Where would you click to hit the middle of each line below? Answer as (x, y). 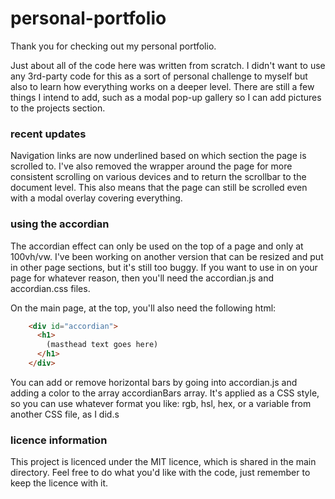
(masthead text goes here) (102, 345)
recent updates (48, 134)
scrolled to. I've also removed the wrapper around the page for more (151, 166)
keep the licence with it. (59, 483)
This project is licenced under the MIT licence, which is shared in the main (163, 462)
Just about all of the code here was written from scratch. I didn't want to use (168, 65)
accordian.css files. (50, 288)
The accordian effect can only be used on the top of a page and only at (157, 246)
